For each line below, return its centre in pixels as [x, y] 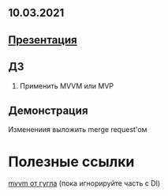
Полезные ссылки [71, 162]
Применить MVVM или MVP [67, 85]
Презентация [43, 40]
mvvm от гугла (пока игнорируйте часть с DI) [84, 183]
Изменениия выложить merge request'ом [78, 130]
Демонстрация [48, 110]
